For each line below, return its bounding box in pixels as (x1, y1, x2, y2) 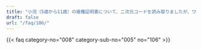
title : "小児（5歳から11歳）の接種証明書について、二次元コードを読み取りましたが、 (6, 8, 192, 15)
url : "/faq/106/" (6, 20, 50, 26)
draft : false (6, 14, 39, 20)
